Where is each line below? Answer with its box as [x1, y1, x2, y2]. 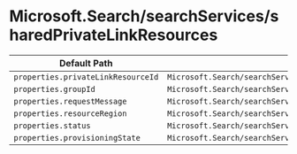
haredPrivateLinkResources [9, 25, 218, 45]
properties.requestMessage [13, 96, 127, 106]
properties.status [13, 120, 91, 130]
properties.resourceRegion [13, 108, 127, 119]
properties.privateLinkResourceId [13, 72, 159, 81]
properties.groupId [13, 84, 95, 94]
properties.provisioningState [13, 133, 141, 142]
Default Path [58, 57, 113, 69]
